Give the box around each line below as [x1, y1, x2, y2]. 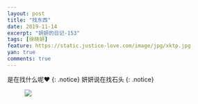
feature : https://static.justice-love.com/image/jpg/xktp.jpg [7, 42, 191, 49]
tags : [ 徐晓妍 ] [7, 36, 49, 43]
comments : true [7, 55, 51, 62]
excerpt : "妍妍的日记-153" [7, 29, 80, 37]
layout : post [7, 10, 45, 17]
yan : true [7, 49, 36, 56]
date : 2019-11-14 [7, 23, 58, 30]
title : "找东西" [7, 17, 51, 24]
